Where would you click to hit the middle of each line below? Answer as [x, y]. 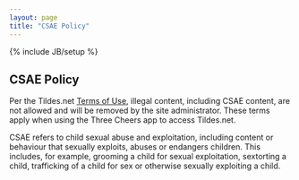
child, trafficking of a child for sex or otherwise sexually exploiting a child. [145, 166]
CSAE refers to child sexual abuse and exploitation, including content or [141, 137]
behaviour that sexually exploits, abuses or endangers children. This [135, 147]
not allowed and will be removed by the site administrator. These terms [140, 111]
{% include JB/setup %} [54, 51]
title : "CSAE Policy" [50, 26]
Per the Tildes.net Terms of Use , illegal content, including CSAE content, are [150, 101]
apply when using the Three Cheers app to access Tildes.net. [123, 120]
